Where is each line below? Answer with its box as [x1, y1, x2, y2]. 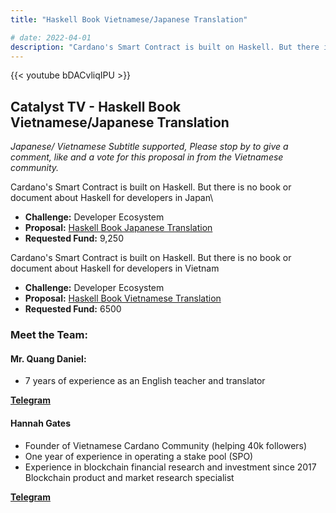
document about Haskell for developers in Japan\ [10, 192, 214, 204]
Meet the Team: [10, 328, 88, 342]
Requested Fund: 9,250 [24, 232, 125, 245]
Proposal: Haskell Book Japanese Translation [24, 222, 213, 234]
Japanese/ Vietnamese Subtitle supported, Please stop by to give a [10, 141, 289, 153]
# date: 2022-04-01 [10, 32, 92, 43]
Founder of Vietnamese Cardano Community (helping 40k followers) [24, 439, 308, 451]
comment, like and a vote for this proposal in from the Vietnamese [10, 151, 284, 163]
